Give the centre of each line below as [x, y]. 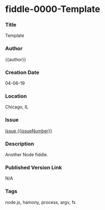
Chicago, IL [17, 107]
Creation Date [22, 72]
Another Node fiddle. [27, 154]
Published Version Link [34, 167]
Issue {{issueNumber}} [29, 131]
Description [20, 144]
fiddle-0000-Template [53, 9]
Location [16, 96]
